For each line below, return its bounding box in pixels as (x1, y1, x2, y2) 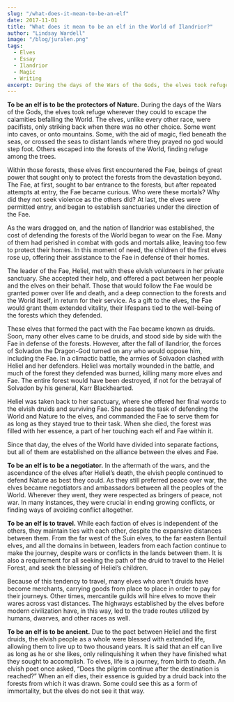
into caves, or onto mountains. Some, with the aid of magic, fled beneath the (7, 130, 227, 139)
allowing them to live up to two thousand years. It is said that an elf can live (7, 642, 223, 651)
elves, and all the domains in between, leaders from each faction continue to (7, 541, 227, 550)
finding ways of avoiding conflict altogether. (7, 506, 134, 514)
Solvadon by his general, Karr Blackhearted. (7, 384, 134, 392)
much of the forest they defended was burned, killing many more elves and (7, 369, 223, 377)
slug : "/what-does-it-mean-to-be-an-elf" (7, 10, 130, 17)
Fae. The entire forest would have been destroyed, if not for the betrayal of (7, 377, 221, 385)
